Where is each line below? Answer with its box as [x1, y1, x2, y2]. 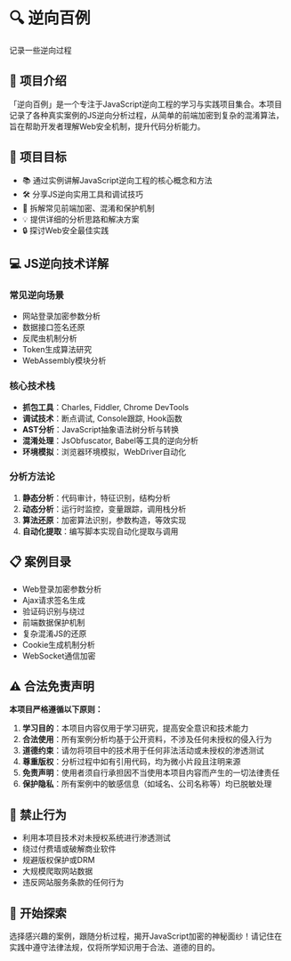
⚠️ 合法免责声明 [9, 679, 95, 694]
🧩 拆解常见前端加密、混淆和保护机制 [21, 202, 155, 214]
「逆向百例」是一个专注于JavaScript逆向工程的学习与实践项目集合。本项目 [9, 99, 283, 109]
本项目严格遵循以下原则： [9, 704, 103, 715]
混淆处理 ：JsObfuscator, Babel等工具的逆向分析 [21, 435, 198, 446]
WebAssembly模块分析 [21, 355, 107, 366]
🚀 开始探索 [9, 905, 67, 921]
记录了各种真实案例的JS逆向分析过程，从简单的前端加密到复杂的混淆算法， [9, 109, 284, 120]
